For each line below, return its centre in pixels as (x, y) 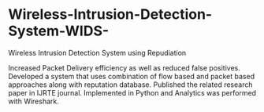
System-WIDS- (59, 31)
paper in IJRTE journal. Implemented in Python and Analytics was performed (132, 92)
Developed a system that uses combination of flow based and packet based (131, 76)
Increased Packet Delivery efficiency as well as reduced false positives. (124, 67)
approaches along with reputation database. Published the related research (130, 85)
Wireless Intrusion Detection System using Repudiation (97, 52)
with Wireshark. (33, 101)
